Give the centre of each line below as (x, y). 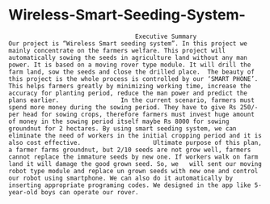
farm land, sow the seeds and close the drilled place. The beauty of (131, 72)
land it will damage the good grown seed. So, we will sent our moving (135, 164)
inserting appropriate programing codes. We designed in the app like (130, 185)
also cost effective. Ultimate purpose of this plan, (135, 142)
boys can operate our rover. (90, 192)
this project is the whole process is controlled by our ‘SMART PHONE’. (133, 79)
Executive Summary (166, 36)
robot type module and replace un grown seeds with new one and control (133, 171)
